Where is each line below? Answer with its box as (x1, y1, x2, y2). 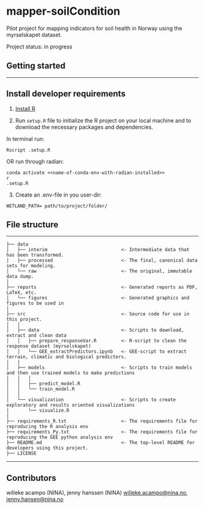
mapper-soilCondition (6, 4, 121, 18)
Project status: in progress (6, 43, 73, 50)
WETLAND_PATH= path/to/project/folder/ (6, 203, 108, 209)
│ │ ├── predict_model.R (6, 381, 81, 387)
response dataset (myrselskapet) (6, 343, 92, 350)
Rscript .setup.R (6, 147, 51, 153)
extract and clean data (6, 333, 67, 339)
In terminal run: (6, 135, 45, 142)
